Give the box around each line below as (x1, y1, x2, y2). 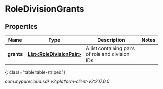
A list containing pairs (85, 45, 135, 51)
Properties (5, 23, 38, 31)
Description (97, 37, 125, 43)
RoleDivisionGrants (5, 3, 84, 14)
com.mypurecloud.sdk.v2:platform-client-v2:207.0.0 (5, 78, 110, 84)
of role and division (85, 51, 130, 57)
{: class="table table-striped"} (5, 69, 65, 75)
